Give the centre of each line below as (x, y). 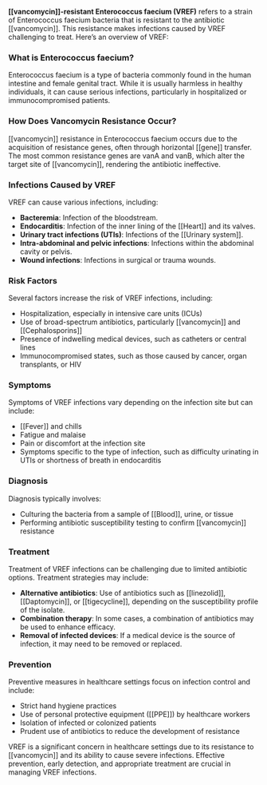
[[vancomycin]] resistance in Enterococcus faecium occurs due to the (123, 138)
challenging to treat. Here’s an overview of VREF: (88, 37)
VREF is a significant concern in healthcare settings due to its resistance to (131, 747)
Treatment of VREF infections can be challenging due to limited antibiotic (128, 569)
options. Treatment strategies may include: (79, 577)
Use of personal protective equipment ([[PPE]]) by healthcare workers (135, 715)
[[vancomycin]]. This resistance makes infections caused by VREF (117, 28)
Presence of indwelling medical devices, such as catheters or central (133, 339)
